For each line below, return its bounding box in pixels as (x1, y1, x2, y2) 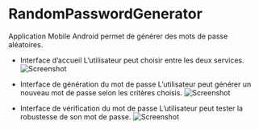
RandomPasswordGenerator (8, 5, 203, 23)
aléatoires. (8, 39, 44, 49)
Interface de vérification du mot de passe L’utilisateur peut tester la (19, 103, 244, 113)
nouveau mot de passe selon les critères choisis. (19, 87, 183, 97)
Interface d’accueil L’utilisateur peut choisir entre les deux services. (19, 55, 244, 65)
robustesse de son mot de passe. (19, 111, 132, 121)
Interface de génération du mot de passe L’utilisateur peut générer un (19, 79, 252, 89)
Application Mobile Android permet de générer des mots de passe (8, 31, 228, 41)
